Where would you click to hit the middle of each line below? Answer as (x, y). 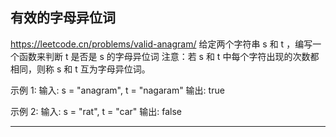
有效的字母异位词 (63, 18)
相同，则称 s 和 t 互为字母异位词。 (80, 69)
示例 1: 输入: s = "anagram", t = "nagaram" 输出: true (117, 90)
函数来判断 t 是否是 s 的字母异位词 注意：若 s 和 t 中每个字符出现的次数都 (169, 56)
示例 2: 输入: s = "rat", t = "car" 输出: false (96, 111)
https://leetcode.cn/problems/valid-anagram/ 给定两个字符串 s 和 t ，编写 (161, 44)
